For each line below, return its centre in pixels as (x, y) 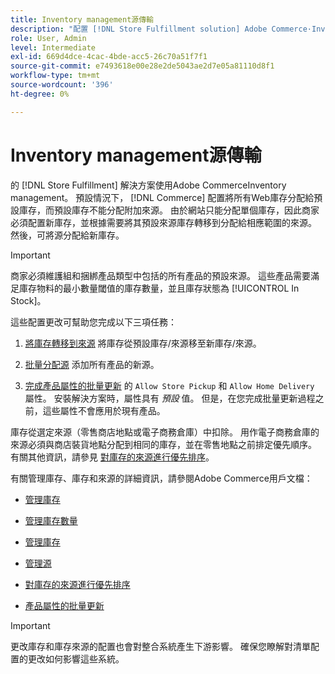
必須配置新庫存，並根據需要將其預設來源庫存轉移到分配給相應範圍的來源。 (163, 222)
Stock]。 (28, 300)
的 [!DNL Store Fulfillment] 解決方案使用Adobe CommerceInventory (148, 185)
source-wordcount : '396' (62, 85)
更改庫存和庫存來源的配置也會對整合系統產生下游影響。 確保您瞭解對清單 (160, 646)
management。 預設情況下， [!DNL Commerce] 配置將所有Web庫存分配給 (162, 197)
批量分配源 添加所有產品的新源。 (92, 364)
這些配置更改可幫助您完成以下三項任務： (93, 322)
